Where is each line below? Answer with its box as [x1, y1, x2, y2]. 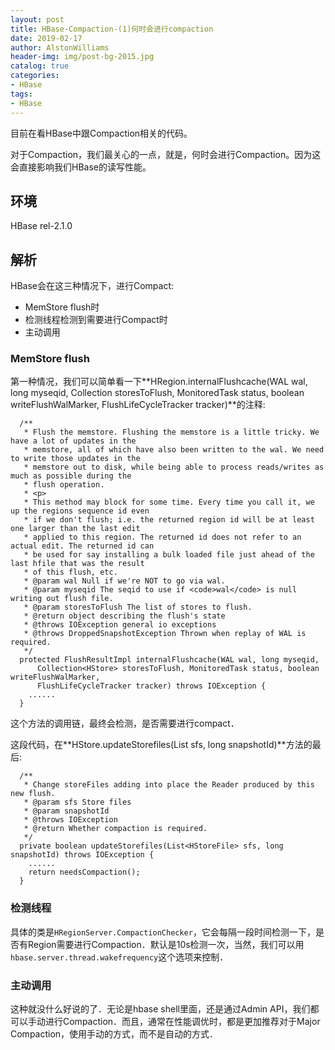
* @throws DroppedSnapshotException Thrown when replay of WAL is [23, 629, 307, 639]
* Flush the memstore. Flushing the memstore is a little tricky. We [23, 427, 320, 438]
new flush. [10, 789, 56, 799]
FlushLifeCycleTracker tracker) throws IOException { [36, 681, 267, 691]
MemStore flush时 [24, 301, 100, 313]
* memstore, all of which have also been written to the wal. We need [23, 445, 325, 455]
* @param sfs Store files [23, 797, 132, 808]
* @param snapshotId [23, 806, 110, 816]
